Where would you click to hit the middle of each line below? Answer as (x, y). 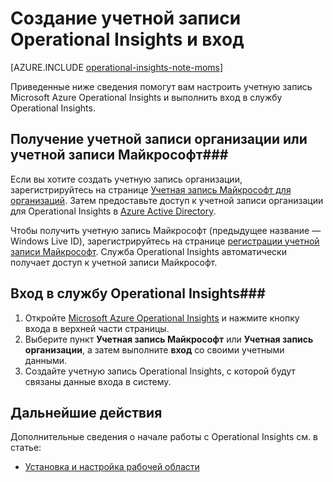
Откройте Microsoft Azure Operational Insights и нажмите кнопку (162, 318)
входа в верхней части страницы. (97, 328)
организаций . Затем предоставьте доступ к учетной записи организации (167, 200)
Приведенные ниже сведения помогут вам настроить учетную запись (161, 86)
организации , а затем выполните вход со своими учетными (154, 349)
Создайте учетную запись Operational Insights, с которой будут (160, 371)
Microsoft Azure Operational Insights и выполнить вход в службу (146, 97)
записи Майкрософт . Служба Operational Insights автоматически (148, 251)
